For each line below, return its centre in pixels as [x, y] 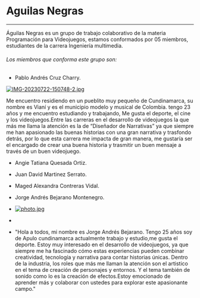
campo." [25, 289]
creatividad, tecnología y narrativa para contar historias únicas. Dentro [101, 258]
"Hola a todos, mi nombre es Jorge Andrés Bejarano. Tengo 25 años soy [103, 232]
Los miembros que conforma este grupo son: [62, 59]
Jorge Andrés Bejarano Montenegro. [60, 197]
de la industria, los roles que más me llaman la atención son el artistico [101, 264]
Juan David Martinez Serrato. [51, 174]
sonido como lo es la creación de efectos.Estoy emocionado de [93, 276]
